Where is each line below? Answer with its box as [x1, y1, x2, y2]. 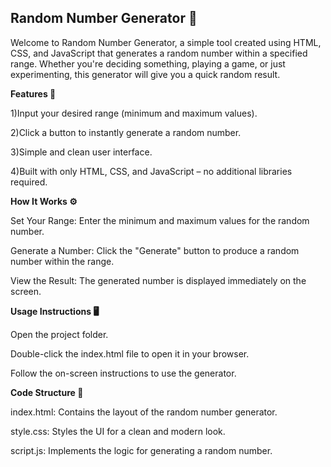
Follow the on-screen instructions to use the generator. [10, 367, 237, 379]
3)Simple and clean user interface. [10, 146, 153, 158]
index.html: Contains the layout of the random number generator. [10, 406, 278, 418]
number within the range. [10, 255, 115, 267]
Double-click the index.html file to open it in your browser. [10, 347, 250, 360]
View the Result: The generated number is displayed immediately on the [10, 274, 307, 286]
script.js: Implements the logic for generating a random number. [10, 444, 273, 456]
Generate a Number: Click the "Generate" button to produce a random [10, 244, 300, 256]
